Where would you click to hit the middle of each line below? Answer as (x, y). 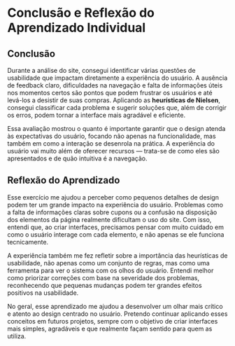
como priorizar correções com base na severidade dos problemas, (103, 277)
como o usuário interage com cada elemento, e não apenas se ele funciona (116, 234)
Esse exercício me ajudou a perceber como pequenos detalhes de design (113, 197)
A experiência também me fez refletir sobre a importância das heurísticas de (117, 255)
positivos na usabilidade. (43, 293)
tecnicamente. (28, 242)
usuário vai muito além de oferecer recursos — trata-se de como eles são (114, 151)
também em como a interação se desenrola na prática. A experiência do (111, 144)
